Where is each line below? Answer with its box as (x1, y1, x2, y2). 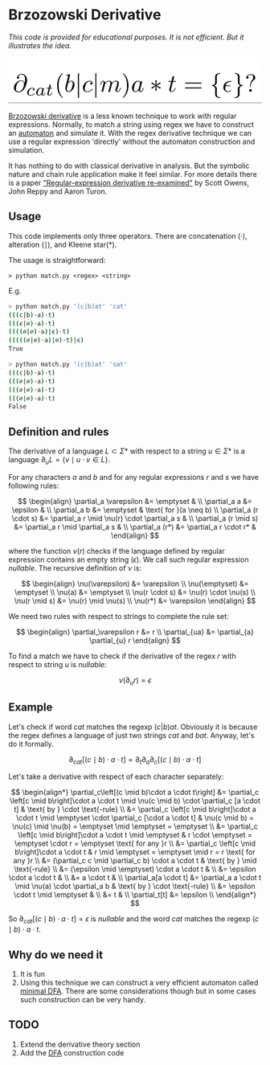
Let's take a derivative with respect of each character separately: (8, 772, 224, 781)
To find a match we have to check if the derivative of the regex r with (8, 651, 236, 661)
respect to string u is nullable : (8, 659, 107, 669)
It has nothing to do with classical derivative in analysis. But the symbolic (8, 161, 250, 170)
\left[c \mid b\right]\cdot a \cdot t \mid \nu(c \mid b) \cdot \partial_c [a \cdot (9, 796, 261, 805)
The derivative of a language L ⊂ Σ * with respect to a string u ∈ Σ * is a (8, 446, 245, 456)
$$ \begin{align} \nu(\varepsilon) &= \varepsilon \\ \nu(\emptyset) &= (21, 579, 249, 588)
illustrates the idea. (8, 40, 72, 50)
